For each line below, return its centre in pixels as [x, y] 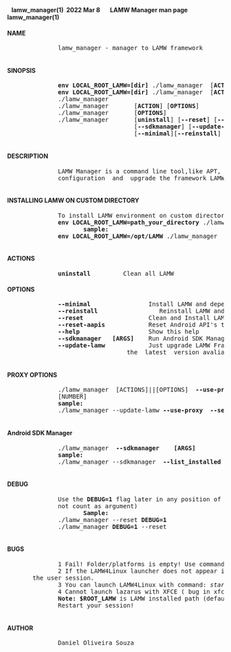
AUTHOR [20, 628]
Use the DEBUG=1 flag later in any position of [140, 499]
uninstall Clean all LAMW [116, 274]
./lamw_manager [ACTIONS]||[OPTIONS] [123, 390]
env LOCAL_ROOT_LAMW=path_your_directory [129, 222]
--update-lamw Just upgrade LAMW [134, 346]
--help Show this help [129, 332]
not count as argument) [98, 506]
